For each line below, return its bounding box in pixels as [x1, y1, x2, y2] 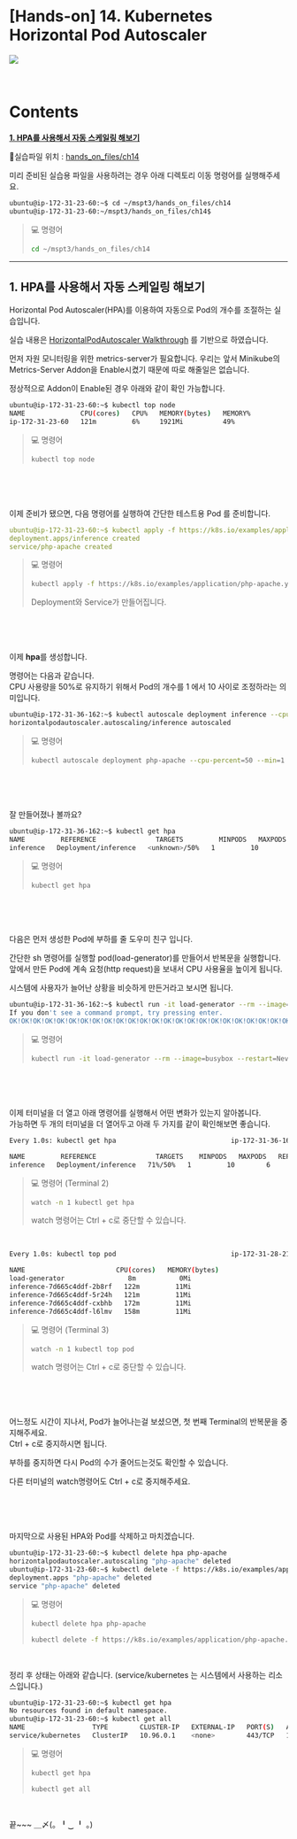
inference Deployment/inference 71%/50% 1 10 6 [9, 1160, 271, 1170]
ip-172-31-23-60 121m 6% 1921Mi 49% [9, 418, 236, 427]
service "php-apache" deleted [9, 1581, 121, 1590]
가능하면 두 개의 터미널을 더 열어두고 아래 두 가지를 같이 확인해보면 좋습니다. [9, 1118, 271, 1129]
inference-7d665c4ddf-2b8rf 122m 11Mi [9, 1282, 192, 1292]
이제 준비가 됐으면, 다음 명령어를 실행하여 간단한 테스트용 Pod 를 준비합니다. [9, 507, 271, 519]
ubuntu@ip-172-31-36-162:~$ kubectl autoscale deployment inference [9, 710, 267, 719]
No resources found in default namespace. [9, 1706, 168, 1715]
